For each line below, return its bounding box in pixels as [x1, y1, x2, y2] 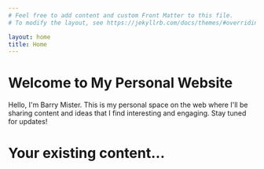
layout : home [8, 33, 51, 41]
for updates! [8, 117, 48, 127]
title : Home [8, 40, 47, 48]
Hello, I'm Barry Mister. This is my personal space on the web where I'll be [8, 100, 248, 110]
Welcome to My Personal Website [8, 74, 233, 92]
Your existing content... [8, 145, 165, 162]
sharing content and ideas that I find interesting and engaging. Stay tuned [8, 108, 247, 118]
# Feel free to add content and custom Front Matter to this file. [8, 11, 234, 20]
